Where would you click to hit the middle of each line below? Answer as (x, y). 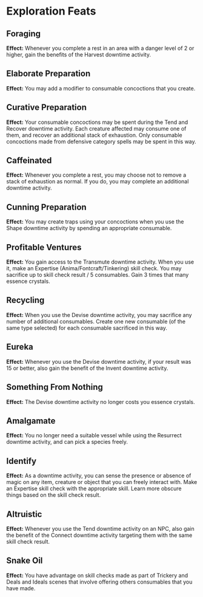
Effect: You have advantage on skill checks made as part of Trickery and (97, 575)
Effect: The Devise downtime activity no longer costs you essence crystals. (101, 401)
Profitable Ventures (44, 247)
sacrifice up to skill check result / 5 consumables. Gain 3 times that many (98, 275)
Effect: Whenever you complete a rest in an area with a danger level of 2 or (100, 48)
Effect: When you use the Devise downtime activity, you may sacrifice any (99, 315)
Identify (22, 461)
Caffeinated (29, 161)
